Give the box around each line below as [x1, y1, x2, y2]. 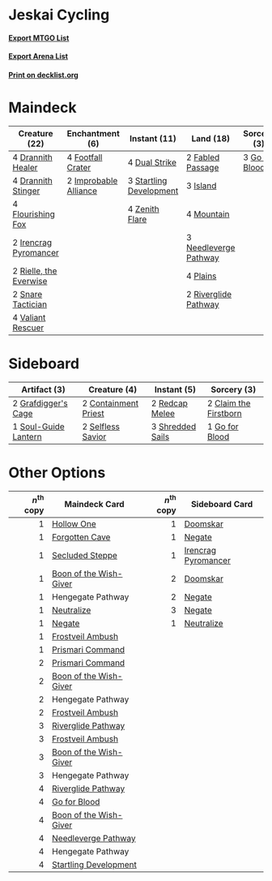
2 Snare [12, 288, 43, 299]
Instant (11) [129, 132, 176, 144]
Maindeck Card [64, 499, 125, 510]
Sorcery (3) [210, 384, 257, 395]
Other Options [8, 464, 106, 482]
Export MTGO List [8, 32, 70, 42]
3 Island [185, 180, 217, 191]
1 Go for [206, 420, 239, 432]
